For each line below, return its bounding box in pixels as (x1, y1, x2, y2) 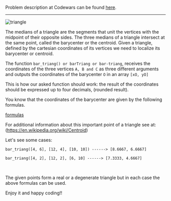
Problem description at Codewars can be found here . (5, 5, 117, 10)
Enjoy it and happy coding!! (5, 190, 63, 196)
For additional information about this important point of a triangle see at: (5, 122, 156, 128)
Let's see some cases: (5, 137, 52, 143)
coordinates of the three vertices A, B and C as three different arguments (5, 66, 159, 72)
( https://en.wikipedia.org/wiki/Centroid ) (5, 127, 88, 133)
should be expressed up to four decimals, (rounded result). (5, 87, 129, 92)
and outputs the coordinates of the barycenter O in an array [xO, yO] (5, 71, 149, 77)
